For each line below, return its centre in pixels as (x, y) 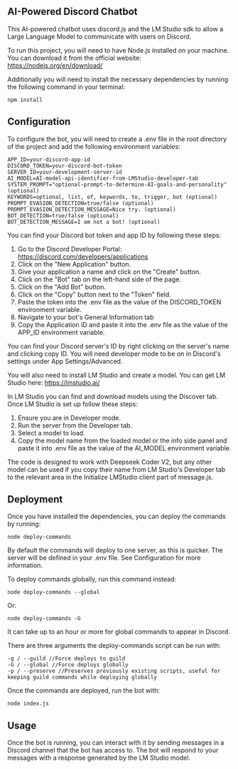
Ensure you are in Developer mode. (69, 418)
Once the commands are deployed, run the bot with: (84, 691)
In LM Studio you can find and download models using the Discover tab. (113, 396)
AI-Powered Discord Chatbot (72, 12)
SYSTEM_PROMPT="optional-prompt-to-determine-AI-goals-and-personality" (117, 185)
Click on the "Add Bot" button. (62, 287)
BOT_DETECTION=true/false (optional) (63, 216)
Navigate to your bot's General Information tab (86, 317)
